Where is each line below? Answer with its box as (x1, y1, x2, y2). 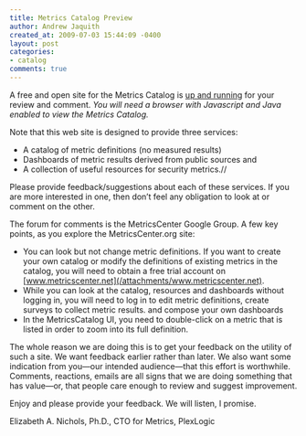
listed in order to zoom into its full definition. (22, 324, 189, 335)
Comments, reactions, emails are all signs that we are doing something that (9, 370, 292, 381)
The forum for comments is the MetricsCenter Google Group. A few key (9, 218, 279, 229)
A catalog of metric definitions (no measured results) (22, 144, 222, 155)
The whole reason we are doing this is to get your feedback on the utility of (9, 341, 292, 352)
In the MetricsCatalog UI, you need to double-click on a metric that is (22, 314, 283, 324)
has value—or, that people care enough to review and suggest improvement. (9, 380, 298, 391)
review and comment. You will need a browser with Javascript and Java (9, 99, 281, 110)
